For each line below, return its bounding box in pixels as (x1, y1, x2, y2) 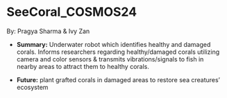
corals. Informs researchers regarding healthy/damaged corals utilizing (16, 48, 220, 56)
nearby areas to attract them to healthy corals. (16, 62, 150, 70)
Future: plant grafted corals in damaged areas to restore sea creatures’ (16, 75, 220, 84)
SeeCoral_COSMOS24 (6, 4, 137, 20)
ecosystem (16, 83, 49, 91)
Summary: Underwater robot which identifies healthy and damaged (16, 40, 211, 48)
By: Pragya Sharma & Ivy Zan (6, 27, 90, 35)
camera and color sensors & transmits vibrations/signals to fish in (16, 55, 204, 63)
